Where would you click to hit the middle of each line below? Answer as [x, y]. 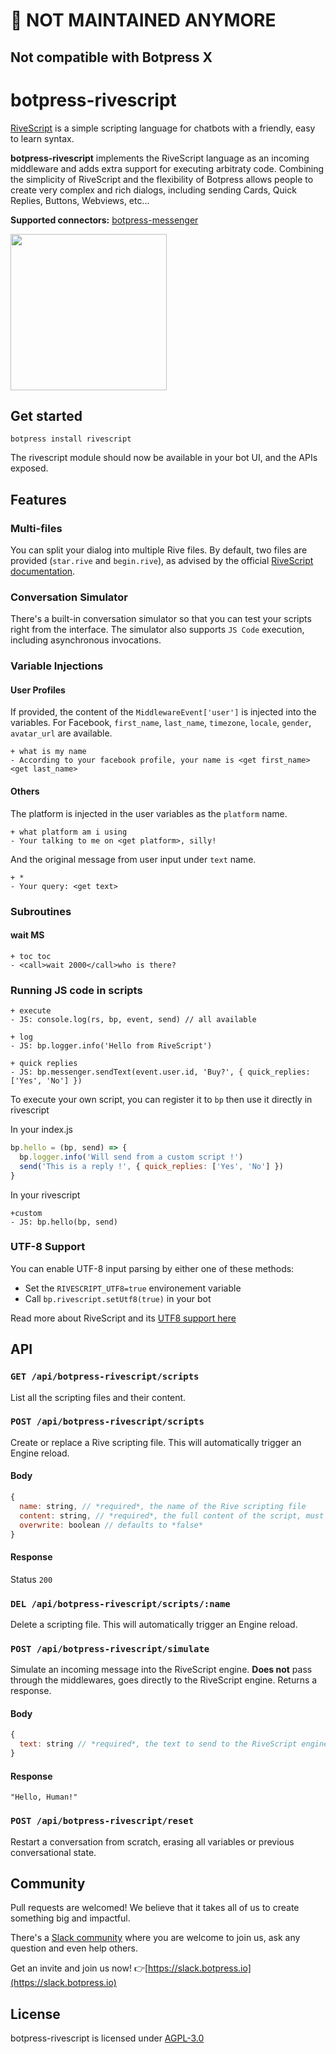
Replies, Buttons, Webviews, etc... [80, 200]
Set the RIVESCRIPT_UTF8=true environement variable [133, 1288]
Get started [46, 415]
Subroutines [41, 911]
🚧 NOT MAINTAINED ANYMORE [143, 20]
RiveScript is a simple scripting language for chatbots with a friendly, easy [163, 128]
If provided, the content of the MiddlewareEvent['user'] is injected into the [163, 712]
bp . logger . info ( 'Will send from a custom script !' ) [131, 1157]
